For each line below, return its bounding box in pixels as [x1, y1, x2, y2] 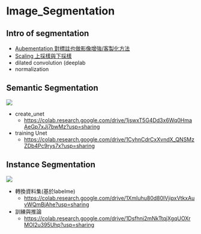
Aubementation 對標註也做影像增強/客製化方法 [14, 45, 130, 52]
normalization [14, 66, 49, 73]
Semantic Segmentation [6, 83, 98, 93]
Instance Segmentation [6, 159, 96, 170]
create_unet [14, 110, 45, 117]
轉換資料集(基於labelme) [14, 188, 76, 195]
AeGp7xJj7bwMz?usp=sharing [23, 123, 100, 130]
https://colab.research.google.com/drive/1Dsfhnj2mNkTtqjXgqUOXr [23, 215, 191, 222]
